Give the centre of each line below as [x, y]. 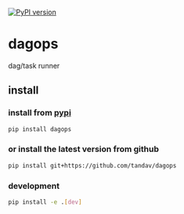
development [34, 186]
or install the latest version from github [83, 149]
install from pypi [40, 113]
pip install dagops [40, 129]
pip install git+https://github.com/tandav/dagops [92, 165]
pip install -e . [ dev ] [45, 202]
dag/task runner [34, 65]
